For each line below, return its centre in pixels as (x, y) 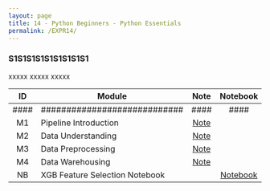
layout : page (30, 16)
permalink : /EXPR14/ (43, 30)
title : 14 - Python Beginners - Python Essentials (95, 23)
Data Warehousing (76, 161)
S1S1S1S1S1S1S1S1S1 (49, 59)
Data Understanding (79, 136)
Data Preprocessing (78, 148)
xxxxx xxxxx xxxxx (39, 76)
